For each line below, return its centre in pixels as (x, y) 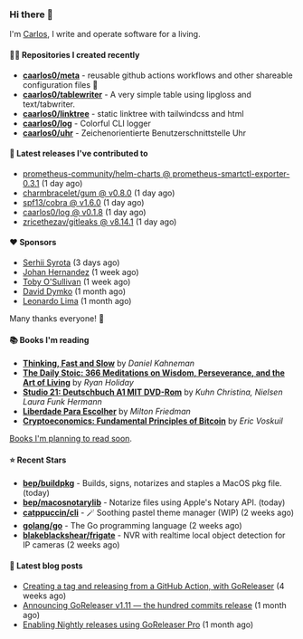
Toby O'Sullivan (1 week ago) (76, 281)
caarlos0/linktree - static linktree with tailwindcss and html (133, 113)
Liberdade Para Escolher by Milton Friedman (107, 412)
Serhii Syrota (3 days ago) (71, 262)
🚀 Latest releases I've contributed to (79, 154)
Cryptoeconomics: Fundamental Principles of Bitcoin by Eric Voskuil (152, 421)
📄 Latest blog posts (46, 566)
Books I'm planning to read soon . (71, 439)
